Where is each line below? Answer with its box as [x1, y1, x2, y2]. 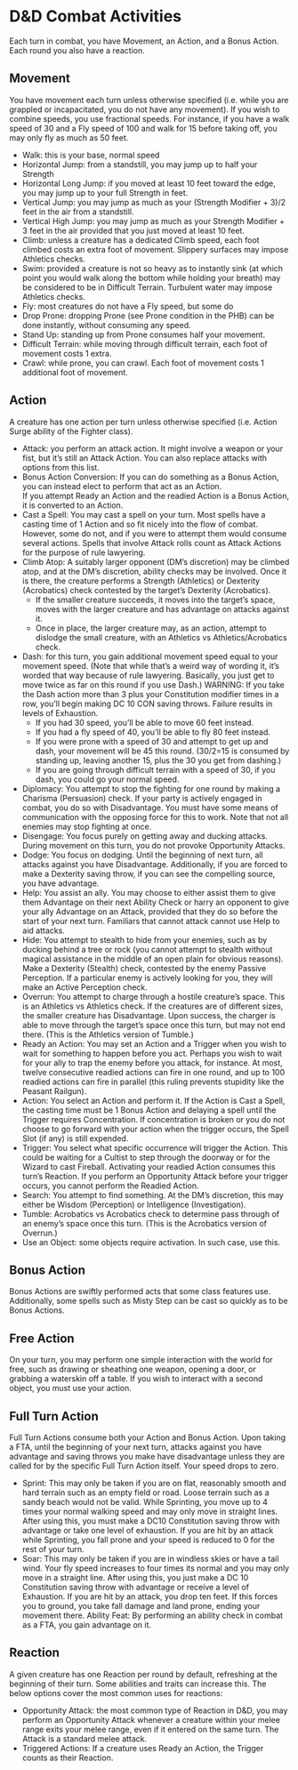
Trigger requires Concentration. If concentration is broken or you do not [21, 1114, 286, 1124]
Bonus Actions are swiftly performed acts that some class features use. [9, 1286, 271, 1297]
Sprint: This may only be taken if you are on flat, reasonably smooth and [21, 1478, 286, 1488]
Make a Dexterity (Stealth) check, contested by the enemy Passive [21, 962, 267, 973]
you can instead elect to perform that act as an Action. [21, 480, 222, 491]
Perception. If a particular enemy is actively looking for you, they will [21, 972, 273, 983]
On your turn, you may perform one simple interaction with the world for [9, 1355, 273, 1365]
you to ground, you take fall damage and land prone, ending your [21, 1601, 261, 1611]
